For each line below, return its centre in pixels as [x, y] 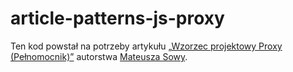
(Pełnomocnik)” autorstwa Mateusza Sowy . [99, 56]
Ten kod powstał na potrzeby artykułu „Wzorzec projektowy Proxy [146, 46]
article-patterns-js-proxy [117, 18]
